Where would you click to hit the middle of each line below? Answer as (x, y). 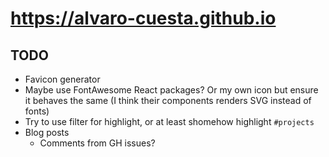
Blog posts (47, 132)
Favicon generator (62, 79)
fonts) (37, 111)
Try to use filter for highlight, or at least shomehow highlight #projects (169, 121)
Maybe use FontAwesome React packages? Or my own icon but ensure (171, 90)
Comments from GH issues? (97, 143)
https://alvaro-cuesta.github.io (143, 18)
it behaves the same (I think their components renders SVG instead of (168, 100)
